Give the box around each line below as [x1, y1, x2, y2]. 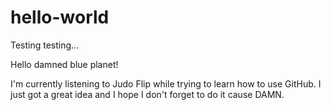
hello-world [10, 6, 110, 29]
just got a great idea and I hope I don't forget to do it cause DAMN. [10, 88, 285, 100]
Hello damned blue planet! [10, 58, 119, 70]
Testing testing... [10, 39, 80, 51]
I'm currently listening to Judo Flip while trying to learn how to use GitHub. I [10, 77, 322, 90]
